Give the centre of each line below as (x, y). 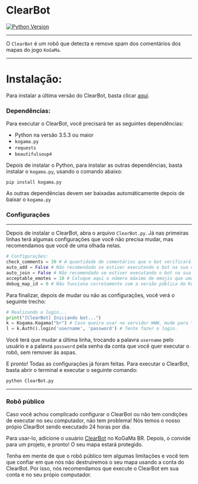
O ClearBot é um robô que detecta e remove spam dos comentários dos (93, 43)
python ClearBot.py (30, 381)
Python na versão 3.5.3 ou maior (54, 135)
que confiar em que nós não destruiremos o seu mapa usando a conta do (95, 462)
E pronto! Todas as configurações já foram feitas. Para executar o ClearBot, (98, 364)
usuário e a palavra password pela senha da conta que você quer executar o (98, 346)
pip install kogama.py (34, 182)
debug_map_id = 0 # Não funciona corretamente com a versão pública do (96, 284)
